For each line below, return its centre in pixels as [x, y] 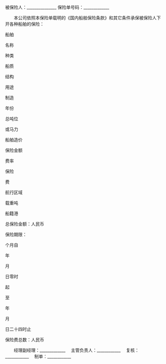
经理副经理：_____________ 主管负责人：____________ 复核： [76, 350]
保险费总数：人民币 [25, 340]
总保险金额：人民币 [25, 224]
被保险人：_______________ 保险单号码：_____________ [57, 7]
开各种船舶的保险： [25, 24]
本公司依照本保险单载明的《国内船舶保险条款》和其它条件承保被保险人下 [87, 18]
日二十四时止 [18, 329]
